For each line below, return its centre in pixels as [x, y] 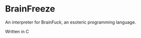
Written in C [17, 31]
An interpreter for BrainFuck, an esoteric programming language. [71, 22]
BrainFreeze [30, 9]
